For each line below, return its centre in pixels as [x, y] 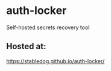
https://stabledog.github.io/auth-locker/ [55, 61]
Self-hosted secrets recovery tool [48, 27]
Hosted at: [26, 46]
